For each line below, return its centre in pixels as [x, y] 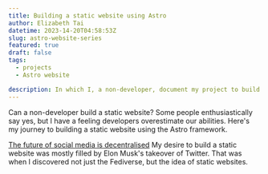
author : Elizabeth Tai [46, 23]
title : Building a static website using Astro [87, 16]
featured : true [34, 45]
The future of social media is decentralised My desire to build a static [123, 144]
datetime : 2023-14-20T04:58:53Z [62, 30]
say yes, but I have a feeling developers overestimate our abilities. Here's [129, 121]
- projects [34, 68]
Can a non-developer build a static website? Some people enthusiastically [130, 112]
